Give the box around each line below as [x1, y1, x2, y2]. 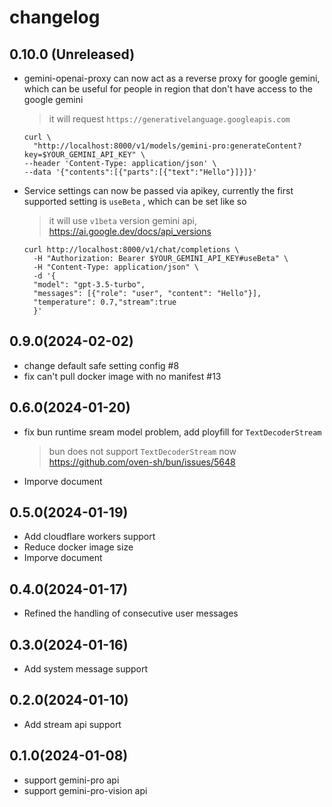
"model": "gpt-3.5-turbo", [33, 280, 146, 290]
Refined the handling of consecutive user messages [23, 607, 239, 620]
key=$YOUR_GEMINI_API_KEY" [23, 150, 137, 160]
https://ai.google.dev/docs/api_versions [48, 226, 212, 237]
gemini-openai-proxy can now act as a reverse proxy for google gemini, [23, 72, 321, 84]
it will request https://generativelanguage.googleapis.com [48, 113, 291, 125]
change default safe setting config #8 [23, 359, 180, 371]
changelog [9, 6, 101, 29]
